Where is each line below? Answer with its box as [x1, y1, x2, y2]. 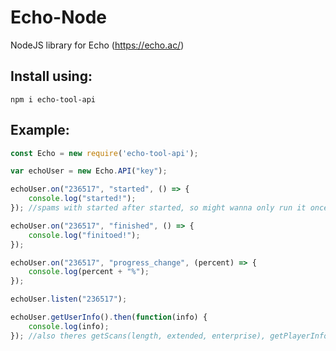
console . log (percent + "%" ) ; [28, 267, 150, 277]
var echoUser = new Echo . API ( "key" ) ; [10, 166, 168, 176]
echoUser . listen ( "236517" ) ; [10, 294, 128, 305]
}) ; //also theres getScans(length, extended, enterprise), [10, 331, 267, 341]
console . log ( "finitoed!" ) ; [28, 230, 141, 240]
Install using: [10, 68, 93, 85]
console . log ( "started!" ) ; [28, 194, 137, 204]
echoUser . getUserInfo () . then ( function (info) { [10, 312, 208, 323]
